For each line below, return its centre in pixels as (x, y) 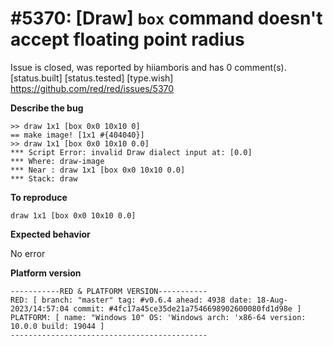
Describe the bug (47, 108)
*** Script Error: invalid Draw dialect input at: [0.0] (131, 152)
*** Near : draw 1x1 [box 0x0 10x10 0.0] (98, 170)
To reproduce (39, 197)
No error (28, 253)
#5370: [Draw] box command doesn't (166, 18)
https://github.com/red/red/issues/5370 (92, 88)
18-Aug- (272, 300)
